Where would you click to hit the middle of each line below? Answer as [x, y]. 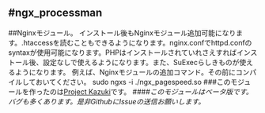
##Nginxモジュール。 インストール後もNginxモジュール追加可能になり [122, 33]
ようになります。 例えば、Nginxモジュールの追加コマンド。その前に [125, 72]
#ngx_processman [55, 13]
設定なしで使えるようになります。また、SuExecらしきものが [141, 62]
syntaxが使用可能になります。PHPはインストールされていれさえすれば [123, 52]
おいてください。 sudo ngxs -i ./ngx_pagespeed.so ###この [133, 82]
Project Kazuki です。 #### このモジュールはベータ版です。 [158, 91]
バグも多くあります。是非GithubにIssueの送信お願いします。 [107, 101]
